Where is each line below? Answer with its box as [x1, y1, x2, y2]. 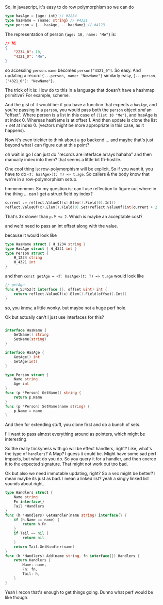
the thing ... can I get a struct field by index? [5, 191, 93, 196]
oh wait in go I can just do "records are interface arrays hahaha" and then [5, 151, 152, 157]
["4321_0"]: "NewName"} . [5, 78, 54, 83]
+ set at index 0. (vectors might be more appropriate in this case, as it [5, 122, 144, 128]
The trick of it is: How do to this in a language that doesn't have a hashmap [5, 87, 155, 93]
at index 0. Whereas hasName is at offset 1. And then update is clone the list [5, 117, 157, 123]
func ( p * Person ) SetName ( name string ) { [5, 404, 90, 409]
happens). [5, 128, 26, 133]
